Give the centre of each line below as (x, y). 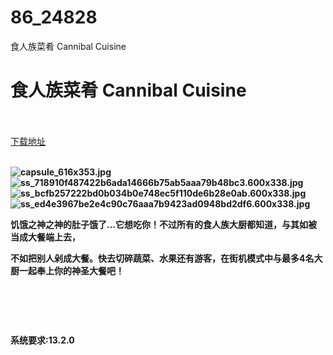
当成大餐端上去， (45, 237)
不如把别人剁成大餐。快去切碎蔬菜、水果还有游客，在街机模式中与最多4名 (162, 258)
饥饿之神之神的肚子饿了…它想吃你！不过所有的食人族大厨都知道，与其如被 (164, 224)
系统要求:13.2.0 (42, 340)
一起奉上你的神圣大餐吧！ (71, 270)
